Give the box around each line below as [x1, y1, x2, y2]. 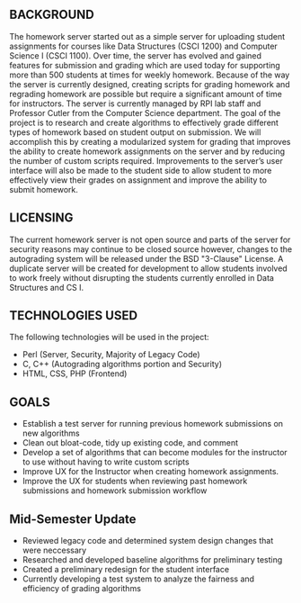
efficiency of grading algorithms [22, 583, 142, 594]
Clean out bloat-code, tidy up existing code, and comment [22, 437, 239, 448]
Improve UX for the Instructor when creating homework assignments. [22, 466, 279, 477]
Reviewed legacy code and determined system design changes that [22, 535, 274, 546]
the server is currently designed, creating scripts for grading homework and [9, 78, 290, 89]
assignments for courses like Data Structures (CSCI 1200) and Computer [9, 40, 279, 51]
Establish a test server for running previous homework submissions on [22, 418, 284, 429]
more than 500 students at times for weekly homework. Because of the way [9, 69, 290, 80]
